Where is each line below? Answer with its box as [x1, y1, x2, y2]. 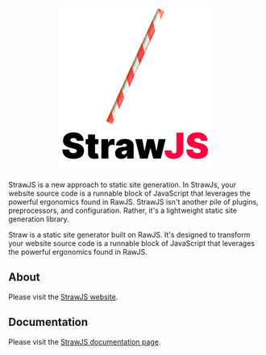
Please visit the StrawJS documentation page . [8, 336, 161, 346]
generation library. [8, 214, 70, 224]
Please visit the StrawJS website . [8, 292, 118, 302]
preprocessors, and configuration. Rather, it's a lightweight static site [8, 205, 238, 215]
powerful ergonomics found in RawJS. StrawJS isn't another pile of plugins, [8, 197, 260, 206]
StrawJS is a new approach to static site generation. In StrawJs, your [8, 180, 237, 189]
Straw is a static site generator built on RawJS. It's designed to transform [8, 230, 251, 239]
